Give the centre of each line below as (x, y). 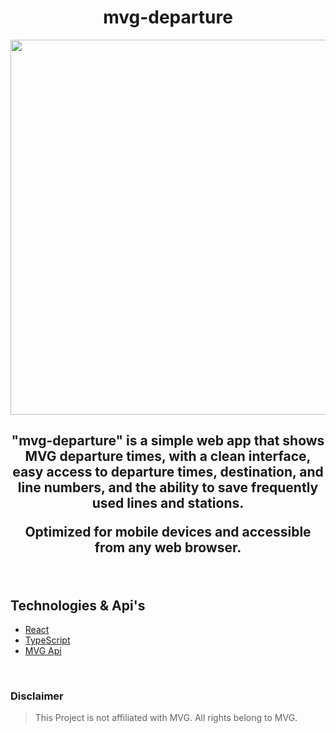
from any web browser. (168, 547)
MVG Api (43, 651)
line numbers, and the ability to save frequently (168, 487)
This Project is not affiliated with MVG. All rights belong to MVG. (166, 718)
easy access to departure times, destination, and (168, 472)
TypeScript (47, 640)
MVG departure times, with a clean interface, (168, 456)
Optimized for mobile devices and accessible (168, 532)
